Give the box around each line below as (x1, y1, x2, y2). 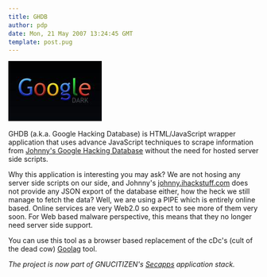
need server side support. (8, 221, 93, 230)
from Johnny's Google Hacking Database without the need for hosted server (8, 146, 259, 156)
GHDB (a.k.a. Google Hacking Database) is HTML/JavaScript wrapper (8, 129, 236, 139)
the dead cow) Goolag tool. (8, 244, 98, 254)
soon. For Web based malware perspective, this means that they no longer (8, 212, 252, 221)
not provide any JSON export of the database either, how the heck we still (8, 187, 250, 196)
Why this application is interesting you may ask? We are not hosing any (8, 170, 241, 179)
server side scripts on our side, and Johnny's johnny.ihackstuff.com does (8, 179, 249, 188)
